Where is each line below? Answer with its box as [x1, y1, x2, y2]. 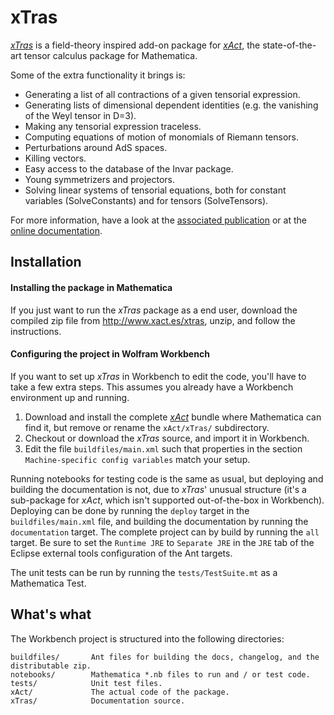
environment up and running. [10, 391, 130, 403]
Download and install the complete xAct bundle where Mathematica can [24, 411, 322, 423]
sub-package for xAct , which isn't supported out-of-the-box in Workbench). [10, 494, 325, 506]
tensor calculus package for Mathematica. [23, 49, 198, 61]
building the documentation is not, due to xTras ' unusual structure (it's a [10, 483, 307, 495]
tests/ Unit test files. [10, 678, 163, 688]
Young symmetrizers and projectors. [24, 173, 176, 185]
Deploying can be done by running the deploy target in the [10, 504, 250, 516]
